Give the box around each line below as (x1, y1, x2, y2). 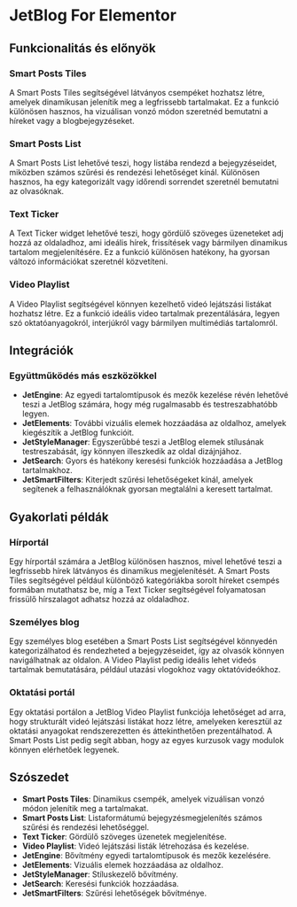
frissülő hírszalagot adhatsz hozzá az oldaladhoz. (9, 594, 191, 605)
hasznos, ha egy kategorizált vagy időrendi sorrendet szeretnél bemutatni (9, 176, 279, 187)
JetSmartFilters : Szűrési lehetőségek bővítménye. (21, 888, 207, 898)
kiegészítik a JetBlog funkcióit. (21, 427, 135, 438)
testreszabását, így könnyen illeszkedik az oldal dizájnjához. (21, 446, 242, 457)
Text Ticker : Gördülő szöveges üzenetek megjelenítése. (21, 831, 227, 841)
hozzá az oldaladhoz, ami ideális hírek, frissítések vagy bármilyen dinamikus (9, 237, 288, 248)
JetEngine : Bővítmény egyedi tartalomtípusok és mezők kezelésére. (21, 849, 271, 860)
